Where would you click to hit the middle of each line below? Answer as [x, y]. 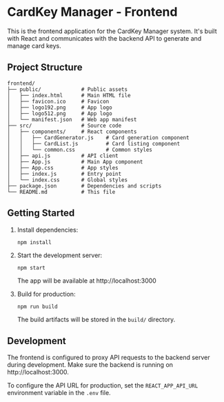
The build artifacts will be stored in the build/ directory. [96, 319]
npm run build [37, 306]
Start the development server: [60, 255]
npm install [34, 242]
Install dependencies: [48, 230]
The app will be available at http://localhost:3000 [86, 281]
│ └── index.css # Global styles [68, 180]
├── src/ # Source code [64, 125]
